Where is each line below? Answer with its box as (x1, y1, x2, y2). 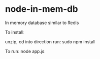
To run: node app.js (5, 48, 45, 54)
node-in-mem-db (5, 3, 78, 15)
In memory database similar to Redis (5, 20, 79, 26)
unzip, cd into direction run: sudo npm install (5, 38, 96, 45)
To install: (5, 29, 25, 35)
